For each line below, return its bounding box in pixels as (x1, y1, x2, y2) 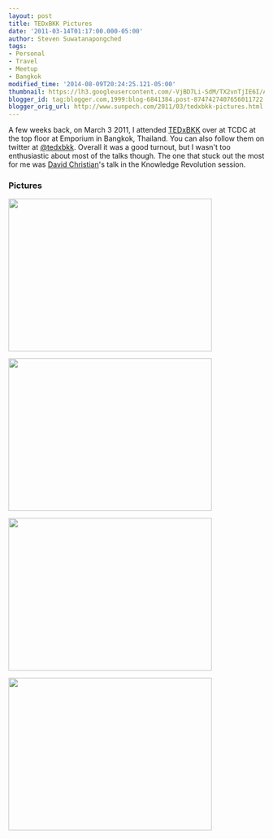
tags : (8, 42, 27, 50)
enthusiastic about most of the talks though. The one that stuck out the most (8, 151, 265, 161)
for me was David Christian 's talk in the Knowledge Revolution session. (8, 159, 246, 169)
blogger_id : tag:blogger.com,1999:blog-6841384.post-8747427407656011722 (8, 95, 264, 103)
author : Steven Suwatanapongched (8, 34, 122, 43)
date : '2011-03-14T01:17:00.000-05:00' (8, 27, 144, 35)
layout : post (8, 11, 53, 20)
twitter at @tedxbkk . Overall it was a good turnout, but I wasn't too (8, 142, 232, 152)
